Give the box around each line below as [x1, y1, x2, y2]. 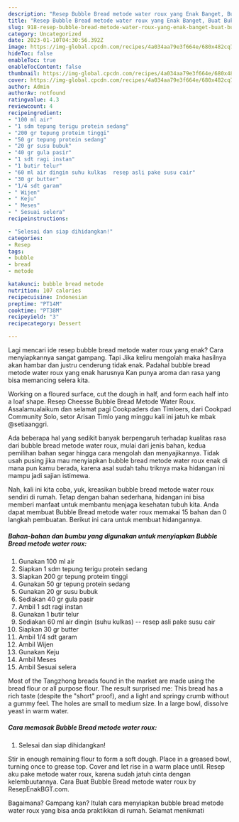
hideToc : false [8, 50, 53, 58]
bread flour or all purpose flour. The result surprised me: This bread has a [8, 683, 223, 693]
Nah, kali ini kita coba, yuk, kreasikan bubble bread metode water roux [8, 485, 214, 494]
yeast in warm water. [8, 706, 70, 715]
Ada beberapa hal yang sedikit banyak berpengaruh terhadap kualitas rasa [8, 434, 226, 442]
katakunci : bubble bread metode [8, 281, 104, 288]
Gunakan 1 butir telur [18, 610, 79, 618]
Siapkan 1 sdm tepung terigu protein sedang [18, 564, 148, 573]
